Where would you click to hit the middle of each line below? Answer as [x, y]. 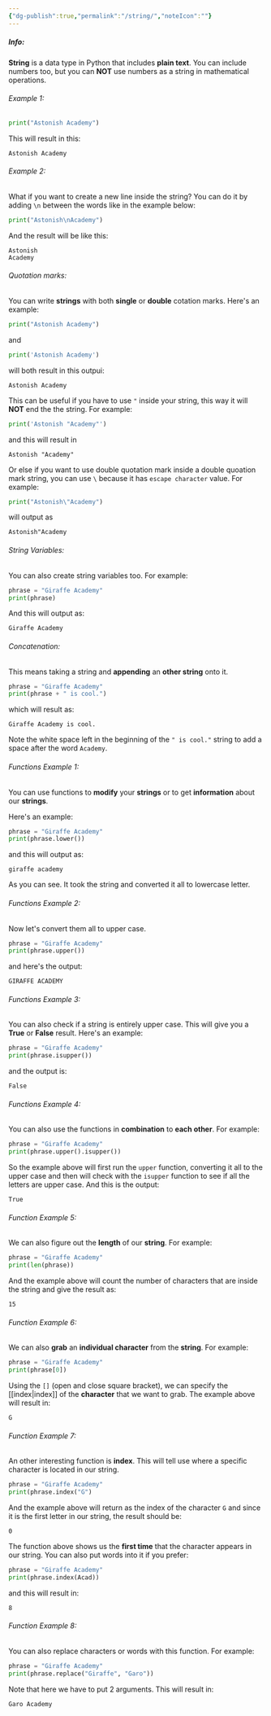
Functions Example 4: [45, 1104]
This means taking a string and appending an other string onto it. [118, 672]
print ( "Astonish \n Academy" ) [56, 220]
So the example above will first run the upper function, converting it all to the [136, 1167]
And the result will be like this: [58, 235]
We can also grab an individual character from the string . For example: [129, 1347]
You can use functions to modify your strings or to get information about [132, 792]
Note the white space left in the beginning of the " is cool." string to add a [135, 740]
